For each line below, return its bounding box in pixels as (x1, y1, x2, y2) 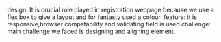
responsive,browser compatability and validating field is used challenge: (7, 20, 211, 28)
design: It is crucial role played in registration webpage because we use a (7, 6, 214, 14)
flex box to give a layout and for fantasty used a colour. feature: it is (7, 13, 197, 21)
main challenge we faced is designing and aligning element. (7, 27, 176, 35)
